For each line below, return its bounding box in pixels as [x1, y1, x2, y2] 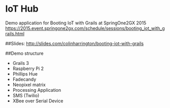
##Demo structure [5, 50, 44, 56]
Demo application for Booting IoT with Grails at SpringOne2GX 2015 [5, 20, 147, 26]
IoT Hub [5, 3, 39, 15]
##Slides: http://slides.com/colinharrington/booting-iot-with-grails [5, 40, 144, 46]
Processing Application [12, 87, 61, 93]
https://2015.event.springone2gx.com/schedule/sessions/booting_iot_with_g [5, 25, 165, 31]
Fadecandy [12, 76, 37, 82]
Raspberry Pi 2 [12, 65, 44, 71]
